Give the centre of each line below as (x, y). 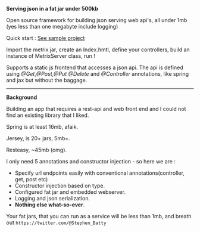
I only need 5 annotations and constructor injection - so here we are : (91, 161)
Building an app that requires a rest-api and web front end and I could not (96, 109)
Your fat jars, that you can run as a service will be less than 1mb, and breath (99, 216)
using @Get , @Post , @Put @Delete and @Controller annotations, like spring (98, 74)
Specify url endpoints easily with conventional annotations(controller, (99, 173)
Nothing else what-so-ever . (50, 205)
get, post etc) (31, 179)
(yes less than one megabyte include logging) (62, 27)
